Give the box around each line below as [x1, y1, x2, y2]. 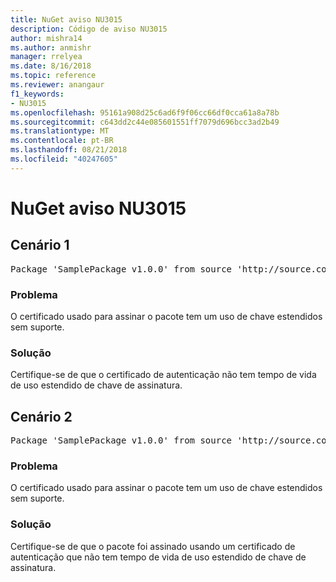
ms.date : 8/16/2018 [10, 61, 92, 71]
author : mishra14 [10, 33, 83, 43]
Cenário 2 [10, 408, 73, 425]
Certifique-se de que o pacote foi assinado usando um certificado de [10, 540, 296, 552]
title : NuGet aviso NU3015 [10, 14, 123, 25]
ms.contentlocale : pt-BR [10, 136, 114, 146]
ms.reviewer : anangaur [10, 80, 105, 90]
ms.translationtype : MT [10, 126, 110, 136]
